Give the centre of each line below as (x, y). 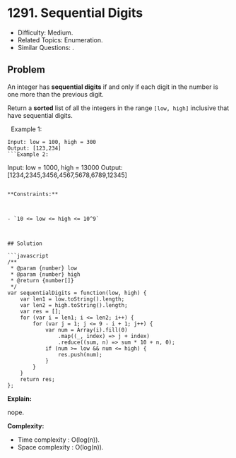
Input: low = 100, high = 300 (52, 142)
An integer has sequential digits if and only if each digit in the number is (113, 87)
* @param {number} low (44, 268)
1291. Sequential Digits (75, 13)
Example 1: (26, 129)
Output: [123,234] (34, 148)
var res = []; (41, 311)
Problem (26, 70)
